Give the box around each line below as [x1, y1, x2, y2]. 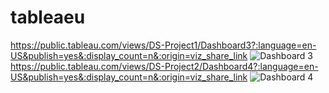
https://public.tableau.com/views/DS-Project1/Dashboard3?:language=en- [10, 39, 317, 51]
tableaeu [10, 6, 86, 29]
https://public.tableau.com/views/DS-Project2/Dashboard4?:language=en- [10, 60, 319, 72]
